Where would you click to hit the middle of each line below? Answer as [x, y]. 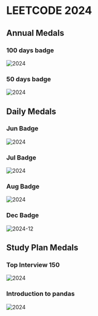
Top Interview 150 [33, 265]
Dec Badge [23, 215]
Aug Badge [23, 187]
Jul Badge [21, 157]
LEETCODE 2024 [49, 11]
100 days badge [30, 50]
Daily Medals [31, 111]
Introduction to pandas [41, 294]
